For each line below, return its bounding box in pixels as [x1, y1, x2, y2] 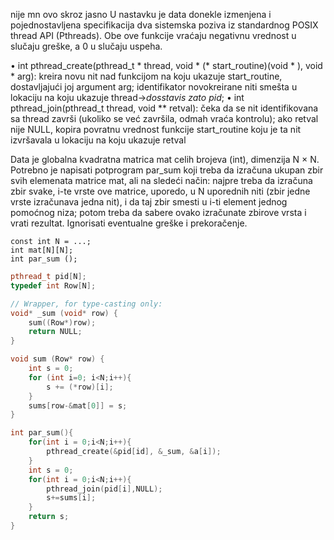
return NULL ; [28, 327, 83, 337]
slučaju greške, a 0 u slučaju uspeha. [10, 40, 163, 52]
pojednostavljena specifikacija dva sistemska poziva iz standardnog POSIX [10, 19, 319, 31]
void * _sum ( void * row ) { [10, 308, 118, 318]
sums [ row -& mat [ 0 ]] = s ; [28, 400, 128, 411]
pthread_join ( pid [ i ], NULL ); [46, 484, 163, 494]
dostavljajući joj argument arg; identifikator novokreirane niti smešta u [10, 81, 298, 93]
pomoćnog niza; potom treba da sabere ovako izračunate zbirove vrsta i [10, 207, 307, 218]
